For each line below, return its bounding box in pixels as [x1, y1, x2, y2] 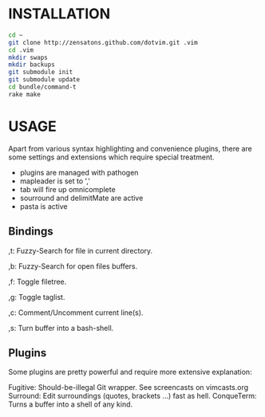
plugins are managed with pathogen [19, 167, 139, 177]
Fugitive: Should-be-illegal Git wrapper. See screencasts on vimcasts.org [8, 383, 249, 392]
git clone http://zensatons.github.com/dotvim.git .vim [8, 38, 198, 46]
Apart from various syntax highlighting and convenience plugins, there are [8, 144, 253, 153]
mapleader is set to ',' [19, 176, 90, 186]
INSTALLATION [8, 5, 110, 23]
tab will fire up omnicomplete [19, 184, 116, 194]
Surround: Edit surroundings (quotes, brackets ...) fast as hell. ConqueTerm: [8, 391, 257, 401]
